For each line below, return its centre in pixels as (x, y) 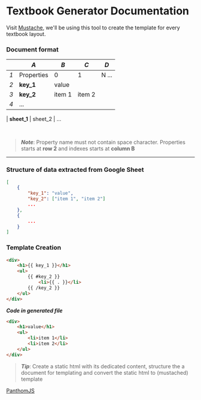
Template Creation (34, 248)
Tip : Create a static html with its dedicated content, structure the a (103, 366)
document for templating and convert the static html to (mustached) (104, 372)
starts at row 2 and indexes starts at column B (78, 149)
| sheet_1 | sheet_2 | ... (34, 119)
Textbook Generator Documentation (98, 11)
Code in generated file (34, 310)
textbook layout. (26, 34)
